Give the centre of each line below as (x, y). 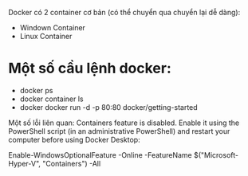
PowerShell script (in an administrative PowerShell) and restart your (119, 131)
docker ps (36, 90)
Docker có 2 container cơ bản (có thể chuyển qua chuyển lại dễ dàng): (124, 12)
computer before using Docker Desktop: (75, 139)
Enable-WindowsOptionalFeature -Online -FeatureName (100, 154)
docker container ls (51, 99)
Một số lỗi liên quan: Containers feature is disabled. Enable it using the (124, 123)
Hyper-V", (25, 163)
